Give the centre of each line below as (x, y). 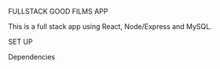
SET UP (20, 42)
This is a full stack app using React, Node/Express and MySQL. (110, 26)
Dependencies (32, 57)
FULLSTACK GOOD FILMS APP (58, 11)
